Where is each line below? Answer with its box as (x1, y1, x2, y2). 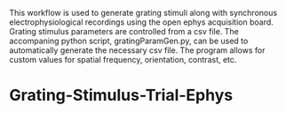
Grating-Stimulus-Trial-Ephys (9, 86, 234, 105)
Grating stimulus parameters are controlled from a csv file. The (9, 26, 240, 36)
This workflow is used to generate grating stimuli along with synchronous (9, 8, 278, 18)
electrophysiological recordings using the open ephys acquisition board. (9, 17, 274, 27)
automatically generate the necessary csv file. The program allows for (9, 45, 266, 56)
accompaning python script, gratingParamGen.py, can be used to (9, 35, 249, 46)
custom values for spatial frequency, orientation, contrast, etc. (9, 55, 237, 64)
